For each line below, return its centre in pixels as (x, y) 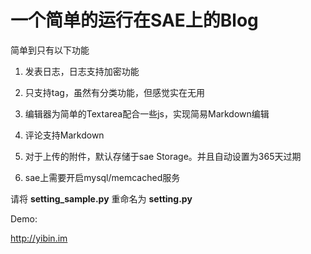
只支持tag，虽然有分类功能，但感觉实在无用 (114, 92)
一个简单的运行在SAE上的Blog (134, 20)
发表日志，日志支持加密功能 (82, 71)
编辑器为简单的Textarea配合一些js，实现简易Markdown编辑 (147, 113)
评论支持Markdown (64, 135)
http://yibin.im (39, 238)
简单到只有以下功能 (50, 50)
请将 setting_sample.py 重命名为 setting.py (101, 198)
